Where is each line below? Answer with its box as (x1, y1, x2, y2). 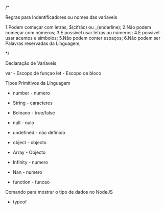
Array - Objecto (12, 149, 46, 155)
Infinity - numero (12, 159, 49, 165)
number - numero (12, 90, 50, 96)
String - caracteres (12, 100, 53, 106)
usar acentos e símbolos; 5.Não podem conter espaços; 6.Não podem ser (5, 35, 161, 41)
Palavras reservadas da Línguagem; (5, 40, 81, 46)
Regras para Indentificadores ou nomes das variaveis (5, 14, 117, 20)
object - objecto (12, 139, 47, 145)
